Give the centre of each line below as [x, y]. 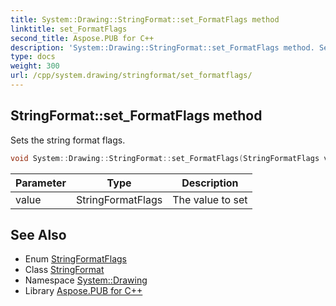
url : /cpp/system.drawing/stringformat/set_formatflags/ [131, 76]
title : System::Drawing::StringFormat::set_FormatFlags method [145, 19]
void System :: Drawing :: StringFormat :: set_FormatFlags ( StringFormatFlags [165, 158]
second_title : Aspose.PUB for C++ [82, 38]
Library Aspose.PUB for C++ [83, 291]
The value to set [210, 199]
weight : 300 [35, 66]
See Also [38, 234]
